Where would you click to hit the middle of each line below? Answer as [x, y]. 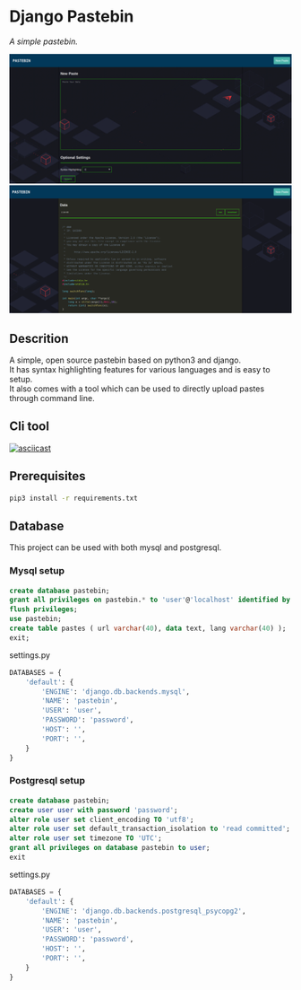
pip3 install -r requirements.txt [74, 498]
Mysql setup [37, 571]
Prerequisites [47, 476]
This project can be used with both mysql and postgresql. [116, 548]
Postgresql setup [47, 781]
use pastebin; [36, 619]
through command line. [52, 398]
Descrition [39, 338]
